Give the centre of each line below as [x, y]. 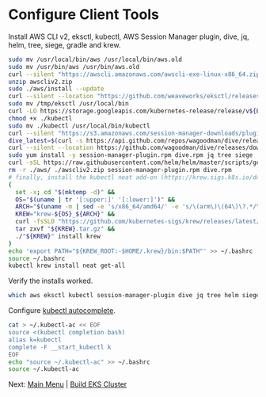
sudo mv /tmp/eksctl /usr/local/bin [68, 104]
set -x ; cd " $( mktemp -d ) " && [65, 192]
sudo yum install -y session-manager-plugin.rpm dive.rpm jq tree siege [131, 155]
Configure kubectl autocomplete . [62, 311]
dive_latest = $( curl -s [46, 140]
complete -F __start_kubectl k [60, 347]
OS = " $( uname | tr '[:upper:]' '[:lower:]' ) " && [95, 200]
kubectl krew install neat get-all [67, 266]
